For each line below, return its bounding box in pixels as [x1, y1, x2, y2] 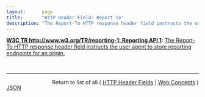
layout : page [6, 8, 53, 15]
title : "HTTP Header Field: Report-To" [6, 15, 124, 21]
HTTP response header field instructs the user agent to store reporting [14, 43, 192, 50]
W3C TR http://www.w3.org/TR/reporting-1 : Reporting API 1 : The [6, 37, 175, 44]
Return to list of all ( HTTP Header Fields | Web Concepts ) [52, 79, 199, 86]
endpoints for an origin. [6, 50, 65, 57]
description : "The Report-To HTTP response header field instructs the [6, 20, 192, 26]
